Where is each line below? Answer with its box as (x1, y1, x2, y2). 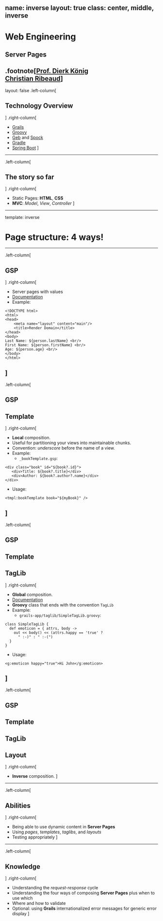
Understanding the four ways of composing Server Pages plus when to (12, 890, 155, 896)
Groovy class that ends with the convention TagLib (12, 602, 114, 607)
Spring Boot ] (12, 145, 39, 151)
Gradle (12, 139, 26, 145)
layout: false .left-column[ (5, 87, 57, 93)
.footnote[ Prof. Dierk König (5, 67, 89, 75)
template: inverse (5, 215, 40, 220)
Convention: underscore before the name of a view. (12, 445, 115, 451)
